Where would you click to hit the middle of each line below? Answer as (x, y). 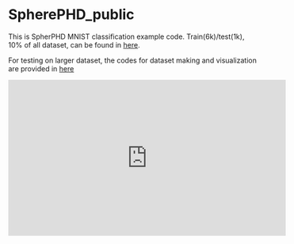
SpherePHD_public (71, 15)
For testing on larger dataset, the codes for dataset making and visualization (133, 60)
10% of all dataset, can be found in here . (74, 44)
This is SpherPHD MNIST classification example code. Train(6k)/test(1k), (126, 36)
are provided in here (41, 68)
